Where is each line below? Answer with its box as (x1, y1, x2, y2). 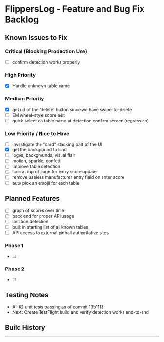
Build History (5, 323, 45, 332)
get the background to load (12, 147, 67, 153)
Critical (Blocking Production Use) (5, 48, 88, 55)
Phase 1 (5, 242, 24, 249)
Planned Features (5, 195, 60, 203)
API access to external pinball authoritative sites (12, 229, 109, 236)
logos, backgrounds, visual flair (12, 152, 76, 158)
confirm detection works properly (12, 59, 80, 65)
